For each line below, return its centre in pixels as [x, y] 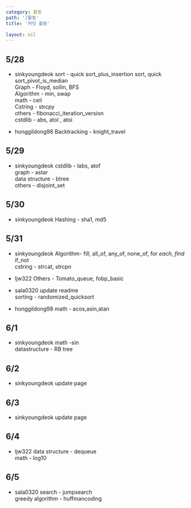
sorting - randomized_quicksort [54, 297]
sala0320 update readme [47, 290]
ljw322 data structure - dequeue [55, 451]
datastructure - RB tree [43, 349]
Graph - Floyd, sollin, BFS [47, 87]
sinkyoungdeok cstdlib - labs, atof [58, 166]
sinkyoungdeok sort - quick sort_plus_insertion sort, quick [88, 74]
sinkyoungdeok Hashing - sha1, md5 [60, 219]
